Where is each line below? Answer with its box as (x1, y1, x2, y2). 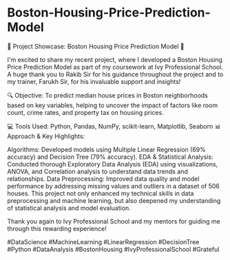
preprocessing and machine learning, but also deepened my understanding (7, 196, 221, 204)
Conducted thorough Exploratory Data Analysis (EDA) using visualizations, (7, 160, 218, 168)
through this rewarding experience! (7, 224, 107, 232)
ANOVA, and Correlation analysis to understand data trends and (7, 167, 188, 175)
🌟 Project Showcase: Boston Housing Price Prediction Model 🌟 (7, 42, 185, 50)
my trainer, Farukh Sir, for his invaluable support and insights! (7, 77, 181, 85)
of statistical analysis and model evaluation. (7, 204, 131, 212)
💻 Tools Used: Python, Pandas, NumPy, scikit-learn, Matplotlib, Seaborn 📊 (7, 122, 221, 130)
